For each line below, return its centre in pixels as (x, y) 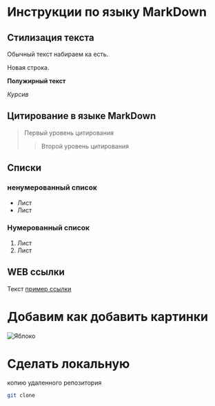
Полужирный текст (37, 81)
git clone (21, 396)
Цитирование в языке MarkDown (82, 116)
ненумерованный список (52, 187)
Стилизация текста (51, 38)
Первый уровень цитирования (69, 133)
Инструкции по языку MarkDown (107, 12)
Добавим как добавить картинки (108, 316)
